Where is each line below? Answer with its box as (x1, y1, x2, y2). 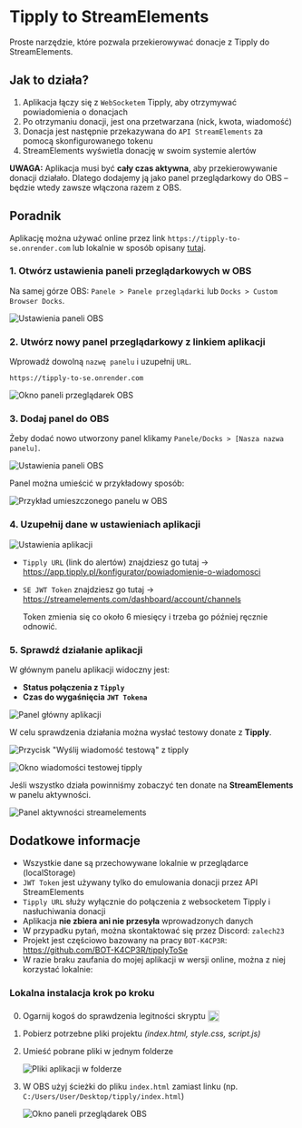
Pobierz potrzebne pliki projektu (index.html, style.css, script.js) (22, 1028, 261, 1039)
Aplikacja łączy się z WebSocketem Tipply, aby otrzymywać (22, 96, 238, 107)
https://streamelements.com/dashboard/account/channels (22, 593, 242, 604)
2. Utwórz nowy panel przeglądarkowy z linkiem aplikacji (9, 335, 266, 347)
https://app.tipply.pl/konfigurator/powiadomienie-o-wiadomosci (22, 566, 261, 577)
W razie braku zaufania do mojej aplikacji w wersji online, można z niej (22, 953, 286, 965)
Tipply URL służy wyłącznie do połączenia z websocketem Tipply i (22, 896, 270, 907)
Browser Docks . (9, 295, 65, 306)
